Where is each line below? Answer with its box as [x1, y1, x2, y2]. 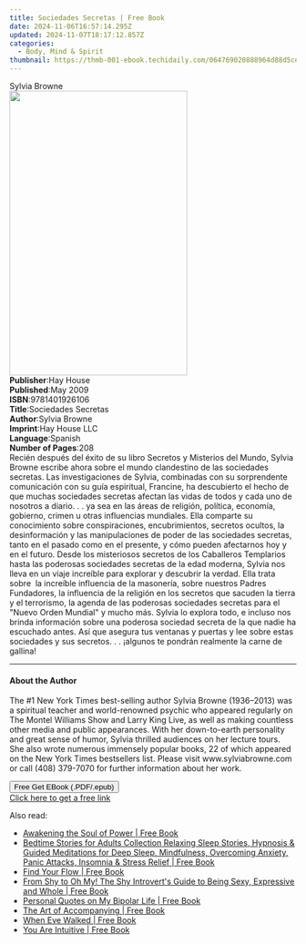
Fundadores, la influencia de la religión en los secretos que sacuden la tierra [9, 588, 296, 598]
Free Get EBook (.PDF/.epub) [14, 782, 115, 792]
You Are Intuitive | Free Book [22, 925, 130, 936]
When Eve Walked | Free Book [22, 915, 137, 926]
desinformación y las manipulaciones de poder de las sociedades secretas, [9, 530, 292, 540]
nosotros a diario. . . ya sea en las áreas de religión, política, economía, [9, 501, 276, 511]
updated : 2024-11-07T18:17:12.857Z [9, 30, 145, 39]
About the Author [9, 675, 77, 685]
